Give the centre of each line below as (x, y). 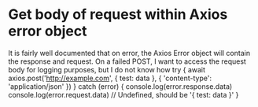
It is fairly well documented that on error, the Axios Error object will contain (129, 53)
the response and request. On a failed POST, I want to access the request (127, 61)
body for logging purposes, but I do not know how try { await (107, 69)
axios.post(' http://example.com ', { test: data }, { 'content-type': (110, 78)
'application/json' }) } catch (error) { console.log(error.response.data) (120, 86)
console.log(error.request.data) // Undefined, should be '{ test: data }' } (123, 94)
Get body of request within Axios (118, 15)
